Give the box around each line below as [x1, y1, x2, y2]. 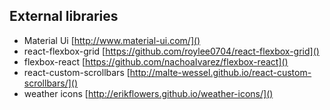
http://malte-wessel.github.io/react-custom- [129, 66, 312, 78]
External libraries [9, 8, 119, 25]
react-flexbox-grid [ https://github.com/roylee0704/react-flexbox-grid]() [23, 45, 320, 57]
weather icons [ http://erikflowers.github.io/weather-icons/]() [23, 87, 274, 99]
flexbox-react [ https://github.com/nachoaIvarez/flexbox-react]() [23, 55, 289, 68]
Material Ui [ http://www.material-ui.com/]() [23, 34, 201, 46]
